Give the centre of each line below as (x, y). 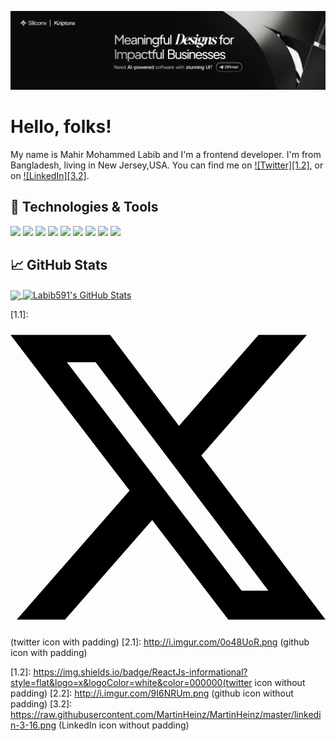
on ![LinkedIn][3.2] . (50, 175)
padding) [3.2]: (41, 704)
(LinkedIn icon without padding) (124, 725)
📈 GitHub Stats (59, 265)
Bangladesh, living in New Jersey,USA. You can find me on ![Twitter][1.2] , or (167, 165)
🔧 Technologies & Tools (84, 207)
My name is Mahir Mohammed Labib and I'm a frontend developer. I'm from (166, 154)
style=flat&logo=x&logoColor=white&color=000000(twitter (131, 683)
